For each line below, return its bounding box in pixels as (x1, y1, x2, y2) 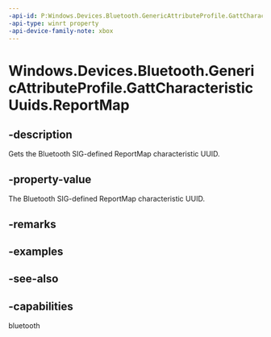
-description (8, 127, 73, 141)
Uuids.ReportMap (8, 96, 131, 114)
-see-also (8, 272, 59, 286)
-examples (8, 244, 64, 258)
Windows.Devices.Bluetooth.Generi (8, 61, 255, 80)
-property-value (8, 173, 92, 186)
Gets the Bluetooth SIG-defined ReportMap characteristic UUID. (8, 149, 220, 159)
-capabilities (8, 299, 74, 313)
